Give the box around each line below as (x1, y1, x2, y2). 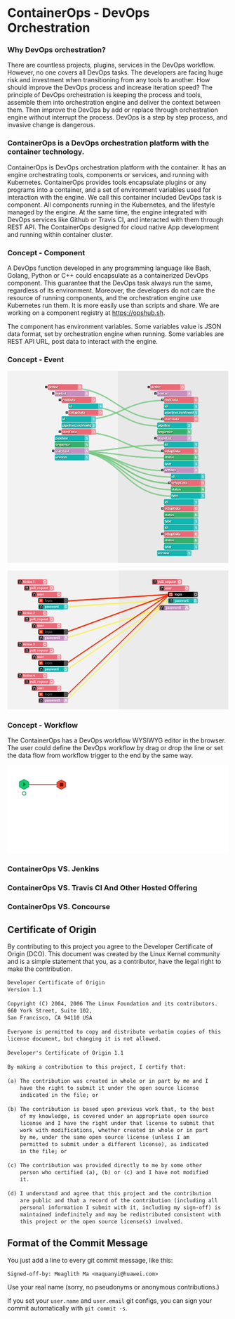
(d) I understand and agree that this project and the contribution (7, 1190, 212, 1197)
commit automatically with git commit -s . (7, 1304, 128, 1312)
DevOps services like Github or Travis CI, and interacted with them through (7, 215, 224, 224)
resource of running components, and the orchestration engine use (7, 294, 202, 302)
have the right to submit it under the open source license (20, 1085, 199, 1092)
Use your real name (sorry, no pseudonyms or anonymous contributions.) (7, 1282, 220, 1291)
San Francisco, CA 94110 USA (7, 1015, 93, 1022)
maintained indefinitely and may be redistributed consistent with (20, 1211, 221, 1218)
